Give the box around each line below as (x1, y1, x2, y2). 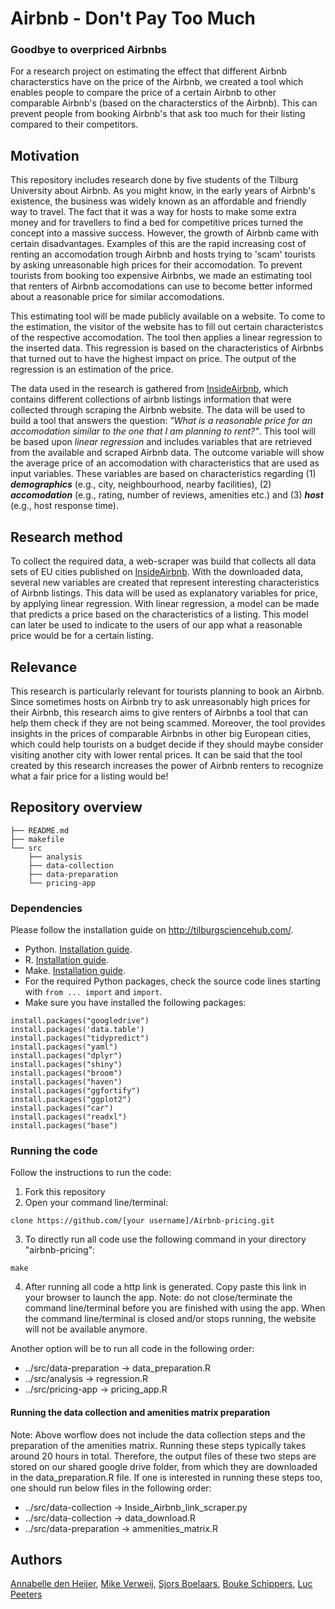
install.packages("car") (10, 1103, 114, 1114)
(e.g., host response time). (10, 500, 120, 512)
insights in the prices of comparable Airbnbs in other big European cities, (10, 727, 312, 739)
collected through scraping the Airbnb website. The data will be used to (10, 404, 306, 416)
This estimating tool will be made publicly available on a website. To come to (10, 310, 326, 322)
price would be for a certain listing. (10, 630, 154, 642)
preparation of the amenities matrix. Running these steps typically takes (10, 1439, 307, 1451)
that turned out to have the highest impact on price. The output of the (10, 353, 297, 365)
